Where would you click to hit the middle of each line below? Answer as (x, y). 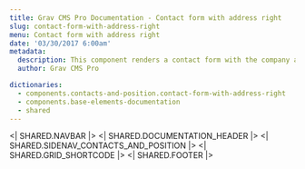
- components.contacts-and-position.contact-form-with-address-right (152, 93)
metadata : (28, 52)
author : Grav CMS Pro (59, 69)
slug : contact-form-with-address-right (85, 26)
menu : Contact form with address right (85, 35)
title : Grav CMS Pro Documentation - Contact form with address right (146, 18)
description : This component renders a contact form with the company (154, 60)
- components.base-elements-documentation (99, 102)
